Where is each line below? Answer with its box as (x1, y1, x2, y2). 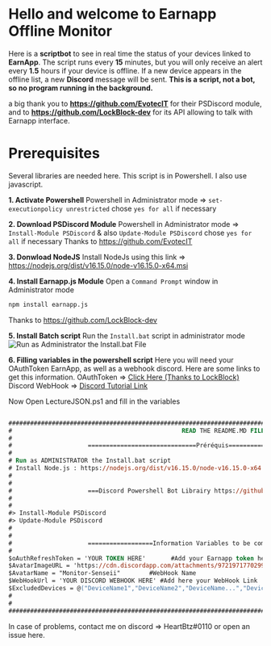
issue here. (8, 630, 46, 640)
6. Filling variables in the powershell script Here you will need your (8, 354, 234, 364)
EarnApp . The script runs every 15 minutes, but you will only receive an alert (8, 57, 263, 67)
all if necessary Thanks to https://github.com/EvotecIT (8, 236, 193, 246)
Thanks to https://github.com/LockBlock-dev (8, 315, 157, 325)
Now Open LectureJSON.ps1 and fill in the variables (8, 396, 181, 406)
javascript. (8, 179, 44, 189)
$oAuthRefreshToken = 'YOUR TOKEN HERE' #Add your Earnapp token (8, 554, 254, 562)
